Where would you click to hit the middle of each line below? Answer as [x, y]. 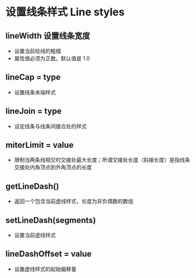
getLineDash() [32, 186]
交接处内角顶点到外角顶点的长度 [53, 167]
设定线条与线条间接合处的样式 [50, 126]
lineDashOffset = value [49, 254]
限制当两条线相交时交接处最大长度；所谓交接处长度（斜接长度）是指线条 [102, 160]
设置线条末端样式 [35, 92]
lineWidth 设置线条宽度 [48, 36]
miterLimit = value [40, 145]
